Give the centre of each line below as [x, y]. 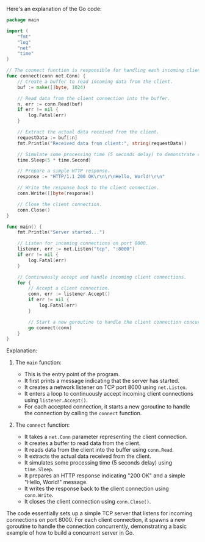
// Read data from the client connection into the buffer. [94, 98]
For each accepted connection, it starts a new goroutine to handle [107, 407]
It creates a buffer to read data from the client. [82, 443]
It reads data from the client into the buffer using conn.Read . [99, 450]
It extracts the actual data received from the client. [88, 456]
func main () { [24, 227]
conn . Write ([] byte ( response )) [56, 193]
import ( [17, 31]
